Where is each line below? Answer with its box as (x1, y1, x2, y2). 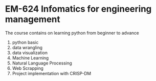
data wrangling (12, 44, 43, 50)
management (5, 14, 60, 25)
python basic (12, 39, 39, 45)
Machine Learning (12, 55, 49, 61)
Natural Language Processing (12, 60, 72, 66)
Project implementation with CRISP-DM (12, 70, 91, 76)
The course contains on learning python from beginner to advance (5, 30, 139, 36)
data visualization (12, 50, 48, 56)
